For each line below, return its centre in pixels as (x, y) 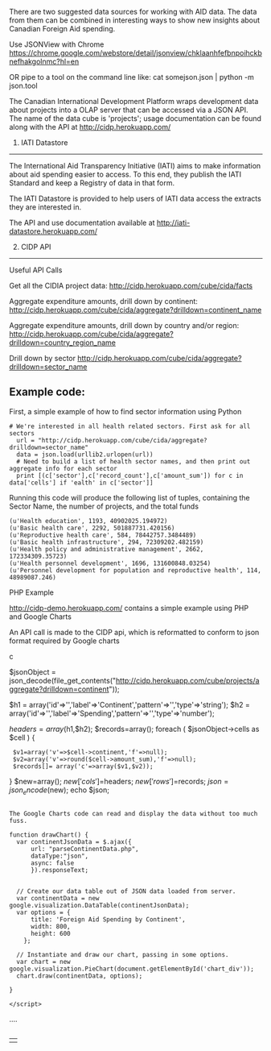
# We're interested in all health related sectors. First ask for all (130, 426)
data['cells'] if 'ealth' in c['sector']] (81, 483)
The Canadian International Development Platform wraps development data (134, 101)
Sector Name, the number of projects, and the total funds (104, 506)
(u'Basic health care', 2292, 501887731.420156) (92, 528)
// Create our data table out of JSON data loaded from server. (126, 891)
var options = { (43, 912)
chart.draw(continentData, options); (80, 976)
